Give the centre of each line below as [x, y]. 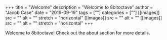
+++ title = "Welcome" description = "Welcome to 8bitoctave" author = [79, 7]
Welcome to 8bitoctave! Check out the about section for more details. [78, 33]
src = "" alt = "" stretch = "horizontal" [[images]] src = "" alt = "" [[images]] [84, 18]
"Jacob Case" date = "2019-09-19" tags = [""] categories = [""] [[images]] [82, 12]
